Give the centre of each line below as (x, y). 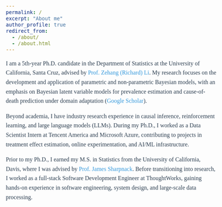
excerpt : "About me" (35, 18)
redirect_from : (27, 31)
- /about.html (31, 43)
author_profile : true (36, 25)
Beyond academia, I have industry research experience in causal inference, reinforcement (110, 116)
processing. (19, 197)
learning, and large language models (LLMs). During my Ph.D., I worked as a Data (104, 125)
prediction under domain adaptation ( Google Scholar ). (83, 101)
